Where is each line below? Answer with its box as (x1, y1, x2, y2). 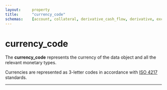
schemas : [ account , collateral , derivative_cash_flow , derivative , (5, 16, 155, 21)
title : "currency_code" (5, 12, 66, 17)
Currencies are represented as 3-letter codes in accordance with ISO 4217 (5, 69, 158, 75)
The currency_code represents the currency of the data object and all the (5, 54, 157, 60)
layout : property (5, 7, 50, 12)
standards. (5, 75, 27, 81)
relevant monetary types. (5, 60, 57, 66)
